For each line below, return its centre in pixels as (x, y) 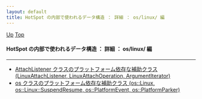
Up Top (15, 34)
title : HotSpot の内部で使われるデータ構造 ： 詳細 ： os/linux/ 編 (86, 17)
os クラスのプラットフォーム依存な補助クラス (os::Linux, (85, 83)
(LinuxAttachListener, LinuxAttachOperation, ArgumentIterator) (93, 76)
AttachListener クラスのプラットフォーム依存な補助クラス (86, 69)
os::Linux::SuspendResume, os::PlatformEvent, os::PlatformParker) (97, 89)
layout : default (26, 12)
